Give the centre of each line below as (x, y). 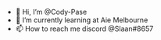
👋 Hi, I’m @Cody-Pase (51, 12)
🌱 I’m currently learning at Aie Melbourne (82, 20)
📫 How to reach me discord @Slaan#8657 (84, 28)
